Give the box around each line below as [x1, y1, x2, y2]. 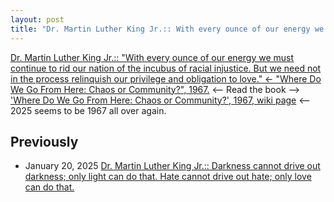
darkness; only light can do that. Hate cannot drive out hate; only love [24, 171, 312, 183]
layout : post [10, 14, 65, 25]
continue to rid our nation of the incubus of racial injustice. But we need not [10, 62, 322, 74]
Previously [10, 133, 79, 150]
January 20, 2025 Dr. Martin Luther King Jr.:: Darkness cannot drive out [24, 160, 321, 172]
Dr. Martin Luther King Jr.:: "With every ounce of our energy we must [10, 51, 295, 63]
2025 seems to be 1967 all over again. [10, 104, 167, 116]
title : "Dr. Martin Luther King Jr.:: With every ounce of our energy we [10, 24, 325, 34]
